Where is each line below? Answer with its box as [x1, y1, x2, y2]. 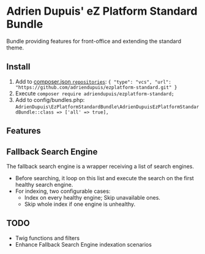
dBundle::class [15, 109, 54, 115]
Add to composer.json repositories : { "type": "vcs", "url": [15, 78, 171, 85]
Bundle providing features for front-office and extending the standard [6, 37, 182, 45]
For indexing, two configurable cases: [15, 187, 111, 195]
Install [6, 62, 31, 72]
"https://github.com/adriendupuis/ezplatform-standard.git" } [15, 84, 177, 90]
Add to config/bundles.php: [15, 96, 85, 103]
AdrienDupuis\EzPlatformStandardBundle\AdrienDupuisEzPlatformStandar [15, 104, 199, 110]
